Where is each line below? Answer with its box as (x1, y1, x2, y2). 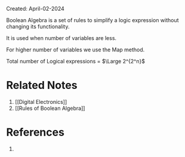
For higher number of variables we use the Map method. (6, 46, 145, 53)
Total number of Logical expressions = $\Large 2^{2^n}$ (6, 58, 145, 64)
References (6, 125, 64, 139)
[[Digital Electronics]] (14, 98, 67, 105)
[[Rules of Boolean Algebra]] (14, 104, 85, 112)
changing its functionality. (6, 23, 70, 30)
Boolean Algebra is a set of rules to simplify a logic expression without (6, 17, 179, 23)
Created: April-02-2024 (6, 5, 64, 12)
